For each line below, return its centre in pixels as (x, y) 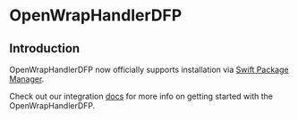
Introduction (45, 48)
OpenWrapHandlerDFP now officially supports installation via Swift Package (149, 69)
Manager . (27, 79)
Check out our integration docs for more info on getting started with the (141, 96)
